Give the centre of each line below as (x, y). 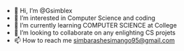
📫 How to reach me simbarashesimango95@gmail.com (94, 40)
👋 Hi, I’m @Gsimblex (43, 11)
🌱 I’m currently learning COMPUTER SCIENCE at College (95, 25)
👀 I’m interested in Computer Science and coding (85, 18)
